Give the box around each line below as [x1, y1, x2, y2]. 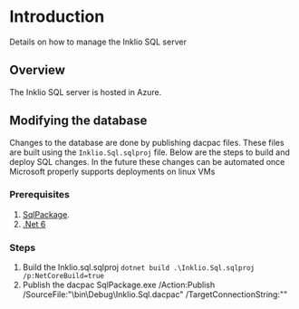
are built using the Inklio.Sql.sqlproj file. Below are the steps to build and [9, 147, 290, 158]
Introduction [9, 6, 105, 27]
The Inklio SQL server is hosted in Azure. [9, 86, 162, 97]
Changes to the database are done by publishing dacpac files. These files [9, 137, 285, 148]
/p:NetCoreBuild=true [22, 272, 104, 281]
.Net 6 [22, 218, 46, 229]
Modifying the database [9, 113, 148, 129]
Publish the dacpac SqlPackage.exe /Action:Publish [22, 279, 216, 291]
